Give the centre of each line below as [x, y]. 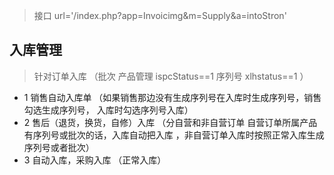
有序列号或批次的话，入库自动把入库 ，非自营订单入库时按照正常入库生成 [174, 135]
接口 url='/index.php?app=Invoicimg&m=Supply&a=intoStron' [160, 15]
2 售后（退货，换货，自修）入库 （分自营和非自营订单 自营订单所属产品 [170, 122]
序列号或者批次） [59, 147]
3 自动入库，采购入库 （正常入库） [95, 160]
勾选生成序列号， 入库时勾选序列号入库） [108, 110]
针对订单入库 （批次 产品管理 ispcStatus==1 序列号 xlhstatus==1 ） [171, 76]
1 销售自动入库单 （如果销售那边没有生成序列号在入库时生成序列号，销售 [172, 97]
